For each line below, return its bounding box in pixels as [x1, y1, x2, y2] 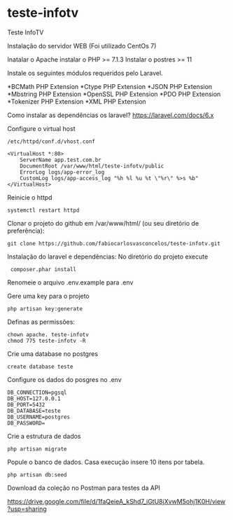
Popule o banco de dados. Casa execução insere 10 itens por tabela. [7, 458, 205, 466]
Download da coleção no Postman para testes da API [7, 484, 161, 492]
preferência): [7, 226, 45, 235]
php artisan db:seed [7, 471, 68, 478]
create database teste [7, 363, 73, 370]
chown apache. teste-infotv [7, 331, 90, 338]
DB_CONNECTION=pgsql [7, 389, 68, 396]
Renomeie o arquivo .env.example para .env [7, 278, 134, 287]
